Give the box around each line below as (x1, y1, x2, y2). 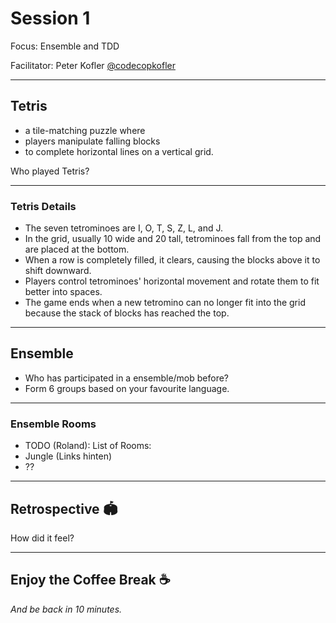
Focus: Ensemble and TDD (10, 40, 120, 52)
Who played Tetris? (10, 165, 90, 177)
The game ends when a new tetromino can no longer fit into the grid (24, 297, 306, 309)
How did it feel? (10, 532, 75, 544)
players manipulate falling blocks (24, 135, 161, 147)
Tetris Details (10, 199, 77, 213)
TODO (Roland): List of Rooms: (24, 440, 152, 452)
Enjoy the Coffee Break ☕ (10, 572, 171, 589)
